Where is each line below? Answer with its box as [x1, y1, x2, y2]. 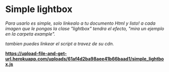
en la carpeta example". [5, 31, 56, 37]
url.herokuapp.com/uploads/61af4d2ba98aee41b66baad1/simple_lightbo [5, 55, 164, 61]
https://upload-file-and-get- [5, 50, 67, 56]
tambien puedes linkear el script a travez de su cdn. [5, 40, 114, 46]
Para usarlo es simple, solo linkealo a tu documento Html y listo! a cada [5, 20, 156, 26]
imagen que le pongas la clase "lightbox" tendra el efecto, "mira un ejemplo [5, 25, 164, 31]
